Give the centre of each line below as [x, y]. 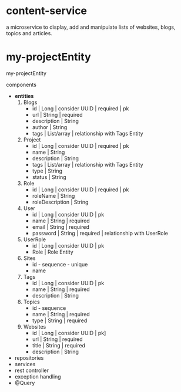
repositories [29, 358]
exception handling [38, 376]
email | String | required [61, 227]
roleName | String [53, 195]
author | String [50, 127]
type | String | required [60, 320]
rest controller [31, 370]
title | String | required [58, 345]
